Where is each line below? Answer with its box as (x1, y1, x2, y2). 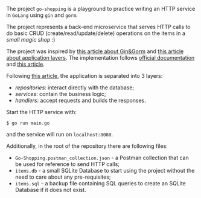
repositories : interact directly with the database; (14, 84, 135, 91)
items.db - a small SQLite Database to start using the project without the (14, 167, 195, 174)
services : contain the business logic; (14, 91, 106, 97)
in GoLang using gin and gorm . (6, 11, 78, 19)
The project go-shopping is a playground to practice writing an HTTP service (6, 5, 196, 12)
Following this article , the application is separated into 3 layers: (6, 72, 163, 79)
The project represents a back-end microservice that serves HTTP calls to (6, 24, 191, 30)
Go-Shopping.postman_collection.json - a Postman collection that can (14, 154, 189, 161)
